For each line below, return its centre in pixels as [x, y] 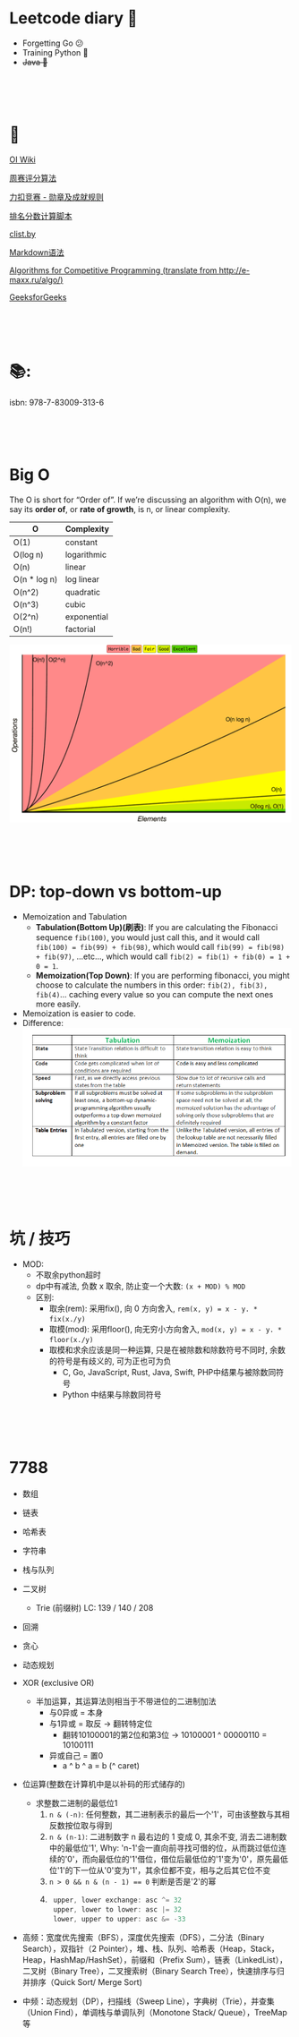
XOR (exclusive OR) [58, 1683]
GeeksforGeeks [38, 297]
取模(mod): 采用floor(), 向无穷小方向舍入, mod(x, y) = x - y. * [165, 1330]
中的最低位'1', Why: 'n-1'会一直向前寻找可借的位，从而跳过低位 [164, 1848]
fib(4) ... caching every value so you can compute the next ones [154, 994]
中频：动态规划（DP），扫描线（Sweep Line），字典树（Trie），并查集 [148, 2001]
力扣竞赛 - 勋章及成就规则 [57, 197]
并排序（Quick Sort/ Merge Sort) [82, 1981]
